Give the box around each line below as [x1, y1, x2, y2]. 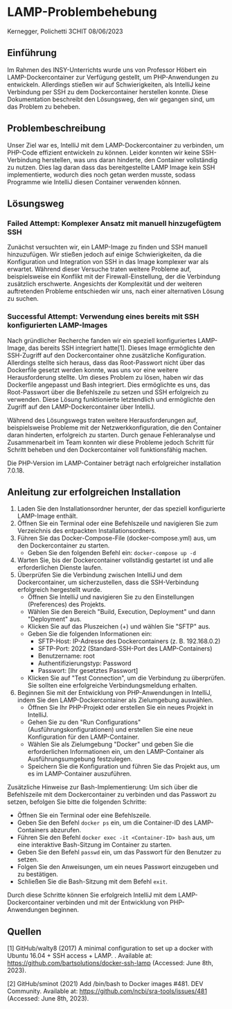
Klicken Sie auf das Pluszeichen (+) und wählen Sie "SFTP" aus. [27, 622, 211, 631]
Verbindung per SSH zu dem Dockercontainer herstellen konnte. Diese [7, 87, 208, 96]
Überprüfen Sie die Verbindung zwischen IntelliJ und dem [17, 571, 183, 579]
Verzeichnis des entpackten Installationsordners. [17, 527, 157, 535]
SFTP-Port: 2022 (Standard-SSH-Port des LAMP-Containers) [37, 644, 213, 653]
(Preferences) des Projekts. [27, 600, 106, 608]
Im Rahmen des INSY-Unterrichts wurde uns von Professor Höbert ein [7, 65, 207, 73]
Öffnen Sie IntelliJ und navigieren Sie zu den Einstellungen [27, 593, 195, 602]
